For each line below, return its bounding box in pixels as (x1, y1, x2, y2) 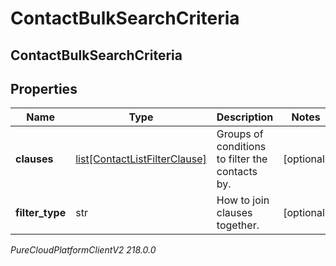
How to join (216, 193, 270, 207)
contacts (216, 165, 258, 179)
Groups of (216, 127, 264, 141)
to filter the (216, 152, 268, 166)
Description (216, 110, 274, 124)
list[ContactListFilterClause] (75, 152, 207, 166)
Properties (10, 80, 78, 97)
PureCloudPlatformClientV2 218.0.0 (10, 244, 157, 256)
